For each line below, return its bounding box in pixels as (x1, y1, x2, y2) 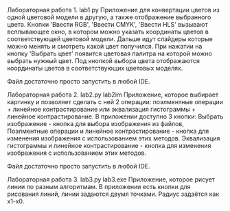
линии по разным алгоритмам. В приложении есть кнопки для (7, 183, 191, 190)
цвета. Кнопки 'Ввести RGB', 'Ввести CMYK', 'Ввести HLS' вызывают (7, 21, 208, 28)
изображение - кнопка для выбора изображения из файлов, (7, 120, 184, 127)
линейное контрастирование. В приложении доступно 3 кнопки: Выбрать (7, 112, 224, 121)
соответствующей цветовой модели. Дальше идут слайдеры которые (7, 35, 213, 43)
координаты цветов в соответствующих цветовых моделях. (7, 64, 183, 72)
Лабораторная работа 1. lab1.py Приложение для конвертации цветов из (7, 6, 220, 14)
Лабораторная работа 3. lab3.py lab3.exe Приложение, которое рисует (7, 175, 215, 184)
